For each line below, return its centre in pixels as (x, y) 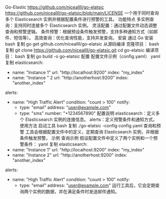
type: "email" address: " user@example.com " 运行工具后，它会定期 (87, 185)
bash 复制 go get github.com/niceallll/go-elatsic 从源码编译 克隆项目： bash (82, 44)
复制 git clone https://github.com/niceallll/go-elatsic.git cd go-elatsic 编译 (80, 50)
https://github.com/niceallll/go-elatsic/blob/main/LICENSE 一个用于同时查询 (82, 13)
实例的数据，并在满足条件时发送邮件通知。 (76, 192)
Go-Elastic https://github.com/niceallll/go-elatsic (55, 7)
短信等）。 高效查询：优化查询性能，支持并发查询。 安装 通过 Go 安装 (83, 38)
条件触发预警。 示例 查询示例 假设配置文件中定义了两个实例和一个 (86, 138)
